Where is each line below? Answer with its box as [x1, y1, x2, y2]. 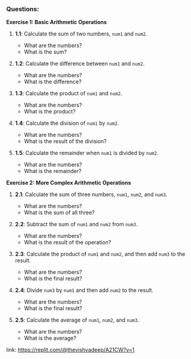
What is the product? [23, 108, 76, 115]
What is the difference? [23, 78, 82, 86]
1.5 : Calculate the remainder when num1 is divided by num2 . [14, 150, 159, 157]
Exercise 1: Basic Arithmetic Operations [6, 19, 107, 26]
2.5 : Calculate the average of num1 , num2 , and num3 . [14, 316, 139, 324]
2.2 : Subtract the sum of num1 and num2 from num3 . [14, 221, 138, 228]
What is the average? [23, 334, 77, 342]
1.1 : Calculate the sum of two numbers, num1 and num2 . [14, 30, 148, 37]
